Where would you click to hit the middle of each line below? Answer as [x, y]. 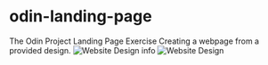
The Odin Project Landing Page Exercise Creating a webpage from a [134, 41]
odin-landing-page [81, 16]
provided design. [40, 50]
